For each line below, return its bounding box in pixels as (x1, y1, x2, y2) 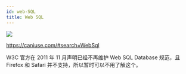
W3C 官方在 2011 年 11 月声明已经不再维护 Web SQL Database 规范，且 (6, 54, 181, 61)
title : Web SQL (6, 14, 44, 20)
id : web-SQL (6, 8, 36, 15)
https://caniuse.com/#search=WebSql (6, 41, 100, 49)
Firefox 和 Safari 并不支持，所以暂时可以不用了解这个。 (6, 61, 141, 68)
